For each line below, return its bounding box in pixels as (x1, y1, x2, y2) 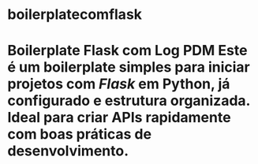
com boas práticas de (7, 125, 151, 143)
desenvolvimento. (7, 142, 129, 160)
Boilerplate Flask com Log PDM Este (7, 42, 248, 60)
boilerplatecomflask (7, 6, 143, 24)
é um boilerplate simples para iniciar (7, 58, 250, 76)
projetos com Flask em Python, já (7, 75, 230, 93)
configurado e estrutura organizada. (7, 92, 250, 110)
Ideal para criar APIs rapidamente (7, 109, 231, 127)
